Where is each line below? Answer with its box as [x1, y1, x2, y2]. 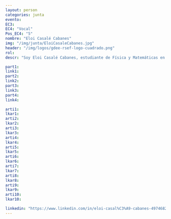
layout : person [5, 7, 38, 13]
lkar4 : [5, 140, 19, 145]
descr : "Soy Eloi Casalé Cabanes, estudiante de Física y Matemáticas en [5, 55, 165, 60]
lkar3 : [5, 130, 19, 135]
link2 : [5, 79, 19, 84]
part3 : [5, 83, 19, 88]
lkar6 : [5, 159, 19, 164]
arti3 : [5, 126, 19, 131]
